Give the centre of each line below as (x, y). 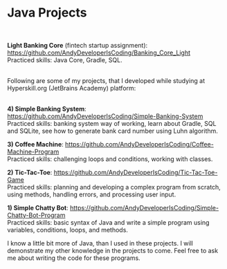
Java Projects (47, 13)
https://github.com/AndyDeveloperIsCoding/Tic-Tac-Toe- (136, 172)
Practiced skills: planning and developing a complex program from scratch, (114, 187)
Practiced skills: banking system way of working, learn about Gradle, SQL (112, 123)
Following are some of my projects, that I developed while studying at (106, 80)
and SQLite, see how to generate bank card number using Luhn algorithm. (112, 131)
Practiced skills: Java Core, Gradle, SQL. (65, 59)
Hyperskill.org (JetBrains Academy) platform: (72, 88)
